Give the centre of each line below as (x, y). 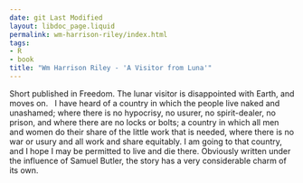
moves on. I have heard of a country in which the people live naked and (145, 103)
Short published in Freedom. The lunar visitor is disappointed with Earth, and (152, 93)
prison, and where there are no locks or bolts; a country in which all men (144, 122)
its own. (24, 170)
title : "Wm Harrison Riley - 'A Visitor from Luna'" (111, 69)
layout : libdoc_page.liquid (62, 26)
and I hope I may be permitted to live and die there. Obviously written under (150, 151)
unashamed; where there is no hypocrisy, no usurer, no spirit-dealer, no (142, 113)
